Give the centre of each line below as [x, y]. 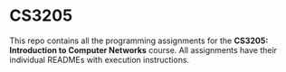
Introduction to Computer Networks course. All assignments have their [143, 49]
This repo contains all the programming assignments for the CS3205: [139, 40]
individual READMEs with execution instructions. [100, 59]
